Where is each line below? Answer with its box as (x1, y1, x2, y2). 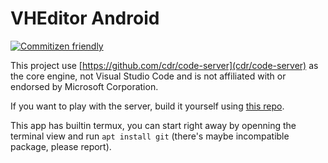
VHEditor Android (10, 7, 160, 30)
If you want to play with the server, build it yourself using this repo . (10, 100, 285, 112)
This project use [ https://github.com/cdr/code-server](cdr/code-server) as (10, 59, 319, 71)
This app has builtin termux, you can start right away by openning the (10, 119, 297, 131)
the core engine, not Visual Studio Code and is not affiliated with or (10, 70, 287, 82)
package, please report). (10, 140, 112, 152)
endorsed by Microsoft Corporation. (10, 80, 159, 92)
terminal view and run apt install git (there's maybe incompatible (10, 130, 290, 142)
